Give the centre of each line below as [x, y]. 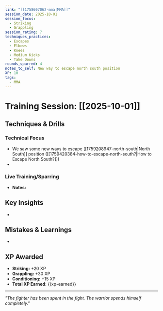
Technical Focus [25, 138]
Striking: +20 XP [29, 269]
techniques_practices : [28, 37]
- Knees [17, 50]
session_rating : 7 [24, 32]
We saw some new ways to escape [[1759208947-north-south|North [81, 149]
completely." [17, 303]
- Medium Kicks [25, 55]
